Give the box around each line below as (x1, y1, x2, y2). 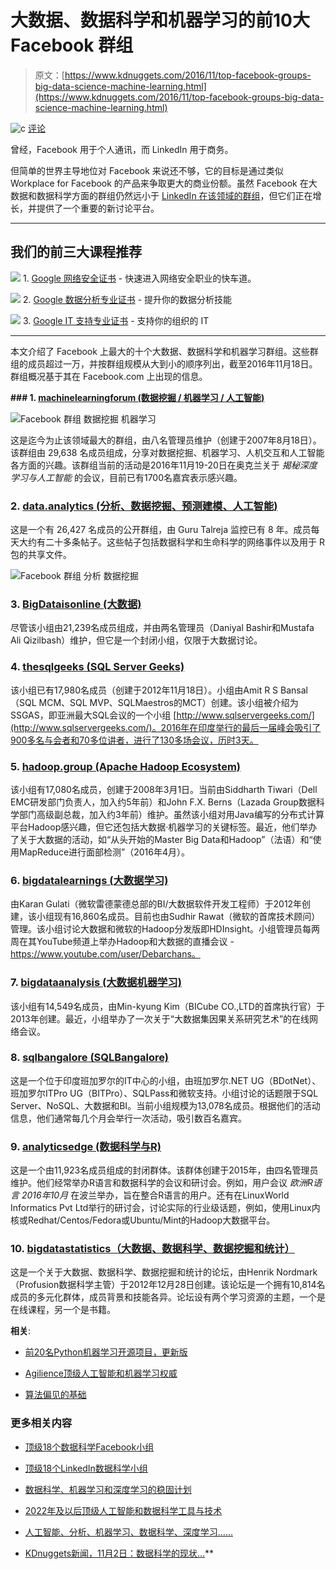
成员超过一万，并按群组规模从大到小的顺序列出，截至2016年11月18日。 (27, 357, 318, 370)
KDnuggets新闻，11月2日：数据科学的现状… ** (24, 1547, 215, 1559)
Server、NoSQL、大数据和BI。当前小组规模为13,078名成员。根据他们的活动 (10, 1099, 321, 1111)
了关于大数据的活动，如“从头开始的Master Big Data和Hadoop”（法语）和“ (10, 833, 313, 845)
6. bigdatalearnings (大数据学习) (10, 873, 169, 887)
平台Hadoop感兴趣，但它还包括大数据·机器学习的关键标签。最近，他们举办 (10, 821, 318, 833)
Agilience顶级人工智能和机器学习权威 (24, 1367, 178, 1380)
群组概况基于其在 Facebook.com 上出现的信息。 (10, 370, 208, 382)
